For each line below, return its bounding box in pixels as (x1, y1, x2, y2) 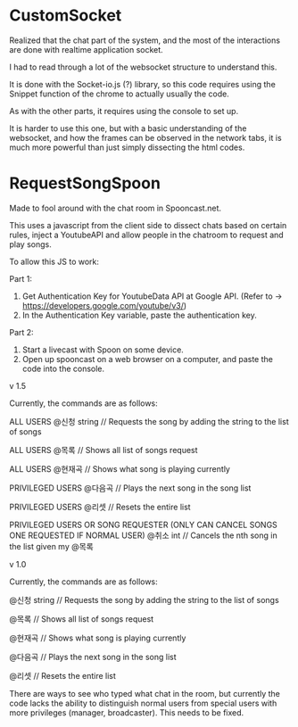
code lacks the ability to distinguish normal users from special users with (9, 698, 277, 708)
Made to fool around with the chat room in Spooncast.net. (9, 202, 221, 213)
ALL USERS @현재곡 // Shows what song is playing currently (9, 463, 230, 474)
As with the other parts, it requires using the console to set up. (9, 105, 239, 116)
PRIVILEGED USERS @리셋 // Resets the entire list (9, 501, 191, 512)
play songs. (9, 238, 52, 250)
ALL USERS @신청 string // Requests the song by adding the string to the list (9, 416, 289, 426)
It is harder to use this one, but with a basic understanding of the (9, 122, 247, 134)
